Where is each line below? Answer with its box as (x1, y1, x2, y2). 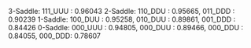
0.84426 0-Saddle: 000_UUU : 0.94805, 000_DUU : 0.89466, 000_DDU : (8, 23, 244, 32)
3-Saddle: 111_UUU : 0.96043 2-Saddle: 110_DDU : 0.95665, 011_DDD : (8, 7, 235, 15)
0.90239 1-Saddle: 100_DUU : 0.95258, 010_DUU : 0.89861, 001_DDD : (8, 15, 236, 24)
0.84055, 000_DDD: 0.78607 (8, 31, 101, 40)
